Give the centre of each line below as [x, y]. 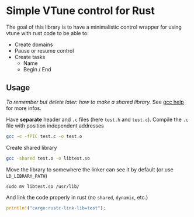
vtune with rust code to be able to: [47, 33]
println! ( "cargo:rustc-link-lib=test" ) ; [56, 208]
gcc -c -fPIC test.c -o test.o [44, 136]
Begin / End [37, 69]
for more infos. [24, 108]
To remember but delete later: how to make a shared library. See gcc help [95, 102]
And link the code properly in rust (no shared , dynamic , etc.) [77, 197]
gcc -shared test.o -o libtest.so [48, 158]
